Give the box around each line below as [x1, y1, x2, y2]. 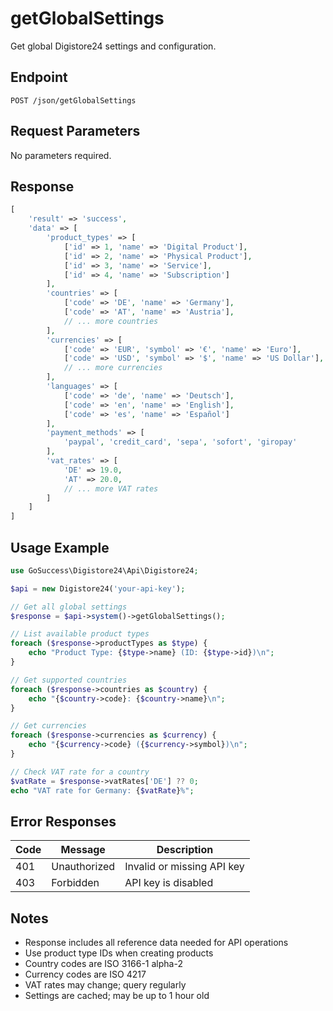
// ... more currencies [63, 363, 163, 373]
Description [156, 843, 214, 857]
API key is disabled [124, 876, 214, 890]
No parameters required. [10, 149, 112, 161]
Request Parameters [10, 123, 141, 140]
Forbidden [51, 876, 100, 890]
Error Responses [10, 813, 117, 830]
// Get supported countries [10, 675, 128, 685]
